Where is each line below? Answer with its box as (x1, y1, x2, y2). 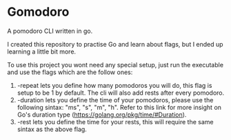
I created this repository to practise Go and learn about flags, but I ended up (7, 40, 223, 48)
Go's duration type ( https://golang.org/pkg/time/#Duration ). (17, 110, 187, 119)
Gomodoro (7, 4, 70, 20)
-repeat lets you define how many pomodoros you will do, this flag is (17, 81, 212, 89)
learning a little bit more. (7, 47, 77, 56)
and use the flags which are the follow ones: (7, 68, 133, 76)
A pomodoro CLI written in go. (7, 27, 93, 35)
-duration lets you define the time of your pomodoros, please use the (17, 95, 214, 104)
